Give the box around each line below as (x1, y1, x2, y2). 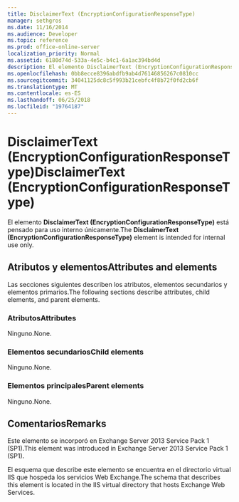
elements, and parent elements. (7, 295, 100, 303)
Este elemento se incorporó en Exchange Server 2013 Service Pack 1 (7, 436, 210, 445)
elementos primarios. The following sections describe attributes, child (7, 288, 210, 296)
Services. (7, 488, 36, 497)
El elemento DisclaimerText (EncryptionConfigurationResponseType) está (7, 218, 230, 226)
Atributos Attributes (7, 313, 77, 323)
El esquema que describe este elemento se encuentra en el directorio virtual (7, 466, 231, 474)
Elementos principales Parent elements (7, 381, 144, 391)
